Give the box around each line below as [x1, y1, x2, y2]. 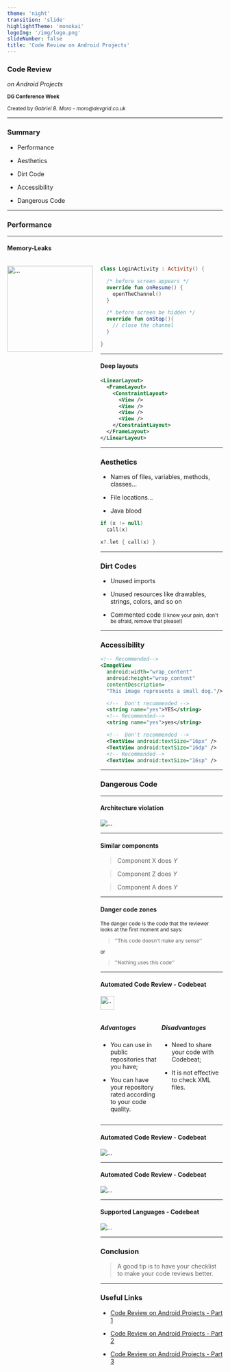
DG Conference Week [7, 93, 60, 100]
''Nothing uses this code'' [114, 959, 175, 966]
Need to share [171, 1041, 212, 1049]
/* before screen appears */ [105, 278, 190, 284]
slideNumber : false [7, 36, 63, 42]
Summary [7, 127, 41, 137]
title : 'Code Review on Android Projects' [7, 42, 130, 49]
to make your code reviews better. [117, 1269, 214, 1278]
